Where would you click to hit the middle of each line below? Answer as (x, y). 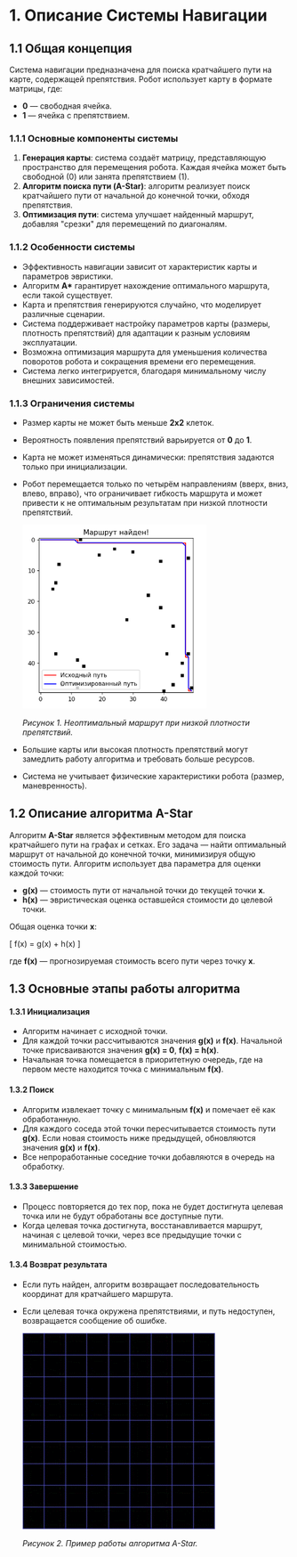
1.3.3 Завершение (44, 1186)
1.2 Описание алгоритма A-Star (101, 814)
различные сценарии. (63, 314)
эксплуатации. (50, 342)
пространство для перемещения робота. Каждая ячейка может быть (154, 167)
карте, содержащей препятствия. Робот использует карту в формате (141, 79)
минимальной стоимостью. (74, 1244)
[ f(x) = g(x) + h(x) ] (45, 943)
